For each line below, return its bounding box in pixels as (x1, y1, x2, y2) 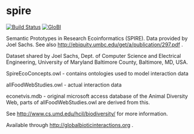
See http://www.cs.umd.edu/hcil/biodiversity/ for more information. (6, 110, 168, 117)
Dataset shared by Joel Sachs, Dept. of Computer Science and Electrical (6, 52, 181, 59)
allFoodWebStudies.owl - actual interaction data (6, 81, 122, 88)
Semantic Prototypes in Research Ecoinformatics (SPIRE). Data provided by (6, 35, 188, 42)
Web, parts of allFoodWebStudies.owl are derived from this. (6, 98, 151, 106)
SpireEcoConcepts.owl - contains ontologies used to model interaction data (6, 70, 189, 77)
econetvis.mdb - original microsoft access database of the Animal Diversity (6, 92, 188, 99)
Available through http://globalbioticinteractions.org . (6, 121, 134, 128)
